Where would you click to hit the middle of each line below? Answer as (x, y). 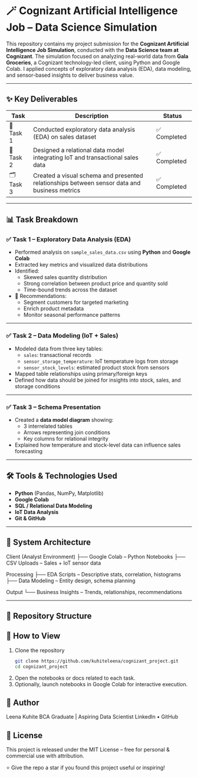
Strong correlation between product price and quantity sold (95, 284)
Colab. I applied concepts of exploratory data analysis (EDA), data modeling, (99, 68)
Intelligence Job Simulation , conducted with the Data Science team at (92, 50)
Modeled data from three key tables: (59, 349)
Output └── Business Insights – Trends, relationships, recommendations (94, 592)
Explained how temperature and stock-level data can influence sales (98, 445)
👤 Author (23, 703)
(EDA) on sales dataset (65, 137)
